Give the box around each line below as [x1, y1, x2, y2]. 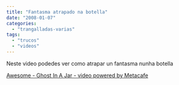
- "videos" [12, 43, 40, 50]
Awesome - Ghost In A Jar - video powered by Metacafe [6, 72, 148, 79]
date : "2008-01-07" [6, 15, 56, 21]
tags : [6, 32, 20, 38]
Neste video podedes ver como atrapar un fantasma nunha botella [6, 59, 174, 67]
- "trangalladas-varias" [12, 26, 75, 32]
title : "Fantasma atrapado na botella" [6, 9, 108, 15]
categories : [6, 20, 37, 26]
